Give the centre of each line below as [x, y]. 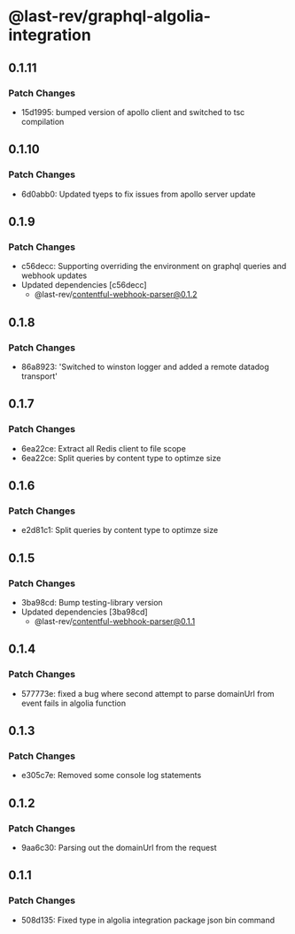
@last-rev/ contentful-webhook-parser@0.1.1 [115, 621]
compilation [43, 121]
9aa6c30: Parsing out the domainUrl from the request [119, 848]
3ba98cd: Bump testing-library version [92, 602]
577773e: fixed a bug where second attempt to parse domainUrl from [148, 693]
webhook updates [54, 275]
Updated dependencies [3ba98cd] [84, 612]
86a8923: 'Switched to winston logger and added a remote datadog [145, 367]
